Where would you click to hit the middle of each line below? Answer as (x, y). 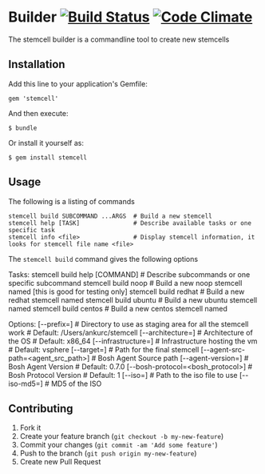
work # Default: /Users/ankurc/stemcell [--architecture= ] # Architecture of (131, 332)
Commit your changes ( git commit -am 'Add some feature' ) (119, 445)
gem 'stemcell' (34, 98)
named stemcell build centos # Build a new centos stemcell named (118, 308)
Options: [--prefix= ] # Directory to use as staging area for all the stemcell (129, 323)
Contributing (41, 408)
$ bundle (23, 128)
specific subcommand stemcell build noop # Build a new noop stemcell (125, 283)
